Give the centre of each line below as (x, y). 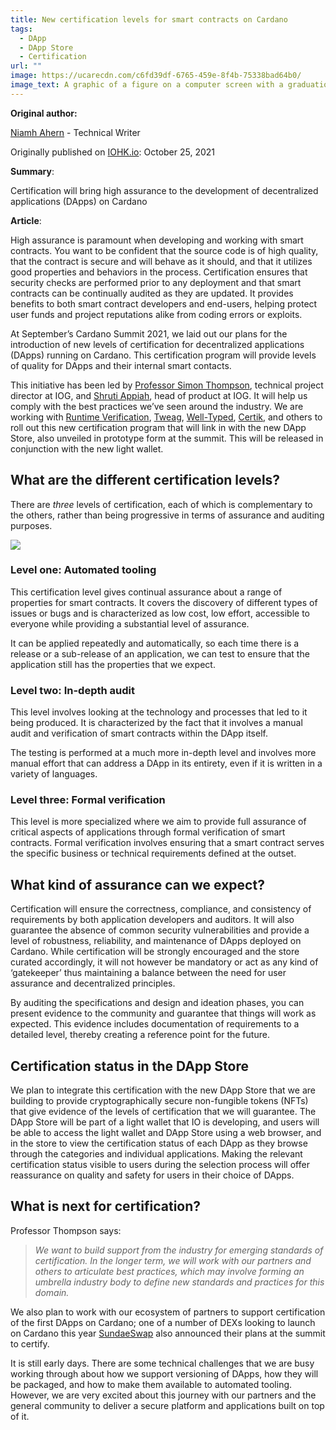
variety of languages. (54, 774)
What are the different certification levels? (145, 480)
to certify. (30, 1343)
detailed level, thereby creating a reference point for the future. (140, 1035)
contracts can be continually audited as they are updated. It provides (152, 293)
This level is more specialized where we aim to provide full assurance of (158, 822)
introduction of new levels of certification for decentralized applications (157, 344)
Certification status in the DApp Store (130, 1066)
